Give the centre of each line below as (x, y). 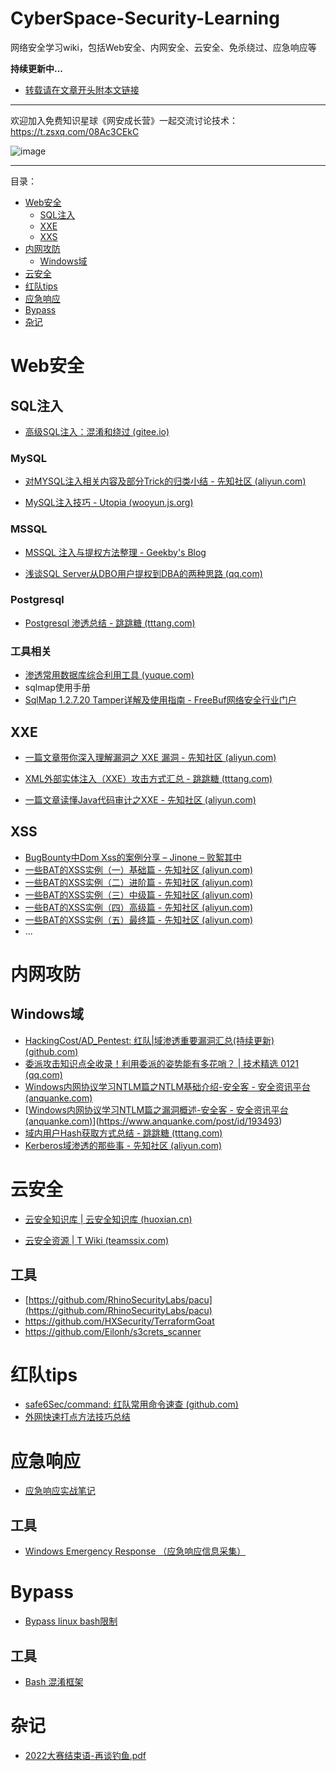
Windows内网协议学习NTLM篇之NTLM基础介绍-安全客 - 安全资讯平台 (167, 1086)
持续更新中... (37, 68)
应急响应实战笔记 (60, 1491)
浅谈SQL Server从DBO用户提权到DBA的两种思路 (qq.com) (143, 573)
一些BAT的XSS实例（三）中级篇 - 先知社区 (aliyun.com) (139, 894)
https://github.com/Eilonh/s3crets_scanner (113, 1331)
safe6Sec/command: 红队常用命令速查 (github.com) (131, 1404)
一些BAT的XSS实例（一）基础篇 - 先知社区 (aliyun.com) (139, 869)
